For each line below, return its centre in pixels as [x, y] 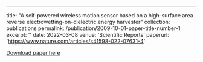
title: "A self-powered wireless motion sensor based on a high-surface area [100, 15]
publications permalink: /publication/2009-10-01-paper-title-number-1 [93, 28]
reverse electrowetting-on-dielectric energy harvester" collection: [88, 22]
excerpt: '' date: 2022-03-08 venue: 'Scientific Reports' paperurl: [88, 35]
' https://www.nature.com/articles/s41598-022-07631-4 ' [76, 41]
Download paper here [33, 53]
